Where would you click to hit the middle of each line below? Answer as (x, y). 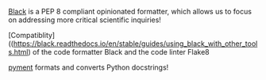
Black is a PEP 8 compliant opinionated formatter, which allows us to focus (130, 11)
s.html (18, 52)
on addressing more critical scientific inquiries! (85, 20)
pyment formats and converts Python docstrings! (89, 67)
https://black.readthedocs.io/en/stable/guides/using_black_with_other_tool (135, 44)
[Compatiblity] (32, 35)
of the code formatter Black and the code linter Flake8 (121, 52)
